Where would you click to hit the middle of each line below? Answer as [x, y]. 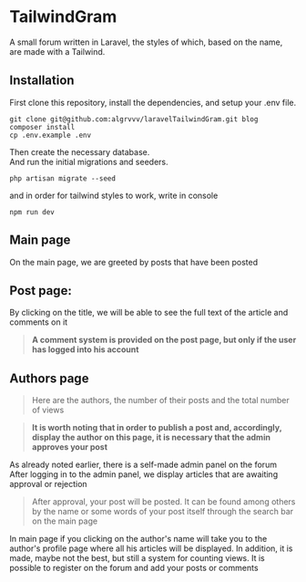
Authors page [49, 378]
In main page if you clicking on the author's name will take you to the [138, 539]
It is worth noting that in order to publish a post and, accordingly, [157, 428]
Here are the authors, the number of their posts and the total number [160, 400]
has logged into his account [85, 349]
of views [48, 410]
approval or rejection [49, 484]
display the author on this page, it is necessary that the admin [151, 437]
